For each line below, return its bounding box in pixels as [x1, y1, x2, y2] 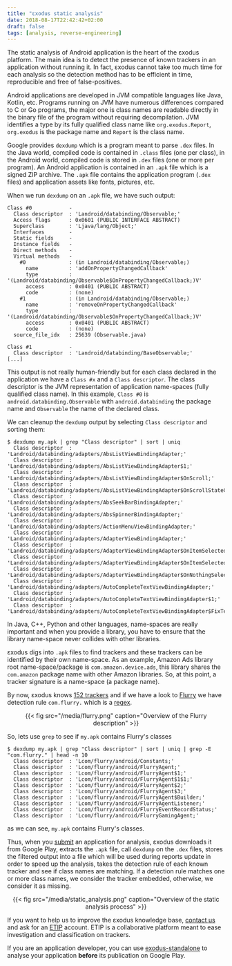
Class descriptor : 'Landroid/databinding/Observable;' [13, 211, 181, 218]
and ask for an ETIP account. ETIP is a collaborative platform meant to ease [7, 923, 222, 931]
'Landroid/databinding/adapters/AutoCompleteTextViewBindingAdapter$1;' [7, 596, 221, 603]
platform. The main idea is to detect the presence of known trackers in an [7, 56, 216, 64]
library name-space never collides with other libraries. [7, 635, 161, 643]
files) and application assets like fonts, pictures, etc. [7, 178, 155, 187]
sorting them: [7, 426, 46, 434]
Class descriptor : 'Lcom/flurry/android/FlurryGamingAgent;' [13, 813, 199, 820]
